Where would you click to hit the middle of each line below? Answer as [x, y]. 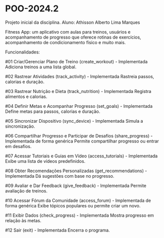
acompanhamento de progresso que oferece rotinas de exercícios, [73, 37]
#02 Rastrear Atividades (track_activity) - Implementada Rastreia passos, [80, 76]
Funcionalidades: [23, 52]
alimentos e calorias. [26, 96]
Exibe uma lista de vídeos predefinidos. [45, 161]
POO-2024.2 [32, 9]
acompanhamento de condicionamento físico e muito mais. [66, 42]
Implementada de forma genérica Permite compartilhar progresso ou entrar [82, 141]
